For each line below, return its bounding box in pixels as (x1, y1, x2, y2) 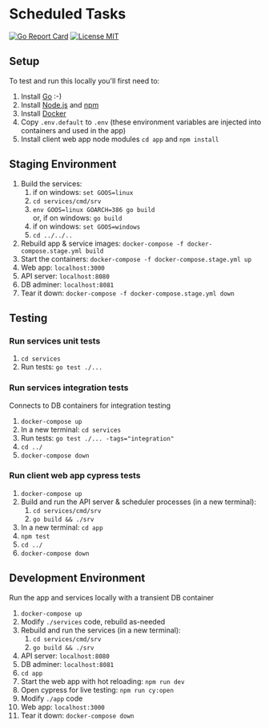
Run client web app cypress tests (9, 470, 141, 482)
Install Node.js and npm (20, 100, 99, 109)
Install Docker (20, 108, 66, 118)
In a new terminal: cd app (20, 523, 103, 532)
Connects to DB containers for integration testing (9, 401, 171, 410)
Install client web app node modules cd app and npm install (20, 134, 219, 144)
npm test (20, 532, 50, 540)
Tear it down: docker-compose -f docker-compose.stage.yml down (20, 288, 235, 298)
